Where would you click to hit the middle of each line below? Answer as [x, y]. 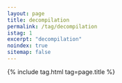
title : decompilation [38, 20]
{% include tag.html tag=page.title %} [61, 72]
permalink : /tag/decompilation [52, 26]
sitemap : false [29, 53]
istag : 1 [20, 33]
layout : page [26, 13]
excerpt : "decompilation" [44, 39]
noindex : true [28, 46]
